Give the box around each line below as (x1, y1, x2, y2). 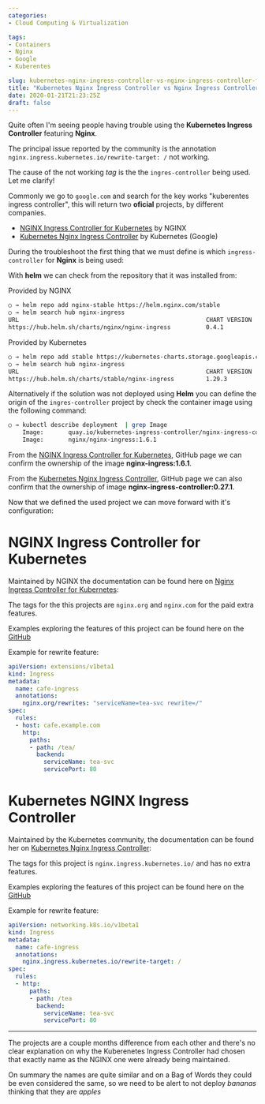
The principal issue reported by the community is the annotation (8, 144, 217, 154)
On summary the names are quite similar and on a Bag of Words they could (8, 1070, 252, 1080)
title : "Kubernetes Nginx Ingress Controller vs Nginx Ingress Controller (8, 84, 259, 92)
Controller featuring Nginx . (8, 129, 97, 138)
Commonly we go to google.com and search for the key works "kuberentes (8, 191, 250, 201)
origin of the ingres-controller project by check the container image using (8, 398, 253, 407)
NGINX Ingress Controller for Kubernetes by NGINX (19, 223, 187, 233)
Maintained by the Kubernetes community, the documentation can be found (8, 835, 254, 844)
